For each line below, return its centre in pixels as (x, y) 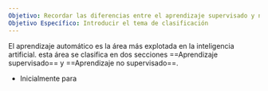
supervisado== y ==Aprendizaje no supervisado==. (93, 63)
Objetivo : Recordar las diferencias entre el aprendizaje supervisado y (132, 16)
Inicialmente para (48, 78)
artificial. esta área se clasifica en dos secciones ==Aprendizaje (113, 54)
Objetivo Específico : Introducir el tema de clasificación (108, 23)
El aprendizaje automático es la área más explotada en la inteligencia (121, 45)
